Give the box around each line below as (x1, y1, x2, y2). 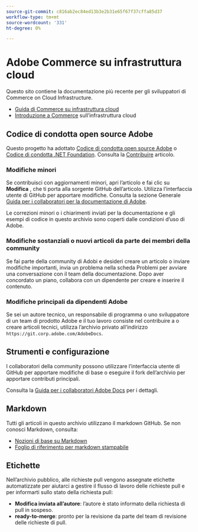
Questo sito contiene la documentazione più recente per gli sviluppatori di (6, 88, 186, 95)
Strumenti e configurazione (6, 347, 110, 357)
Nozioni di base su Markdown (14, 437, 87, 444)
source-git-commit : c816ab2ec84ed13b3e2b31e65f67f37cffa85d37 (6, 8, 163, 15)
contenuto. (6, 283, 33, 290)
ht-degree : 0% (6, 25, 41, 31)
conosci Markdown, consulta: (6, 426, 79, 433)
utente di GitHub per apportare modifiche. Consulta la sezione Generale (6, 192, 181, 199)
